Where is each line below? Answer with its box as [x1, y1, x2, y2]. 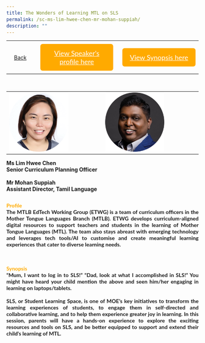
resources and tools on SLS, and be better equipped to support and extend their [6, 323, 199, 331]
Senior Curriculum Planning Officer [6, 166, 98, 174]
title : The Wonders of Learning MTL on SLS [6, 10, 119, 16]
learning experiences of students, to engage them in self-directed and [6, 304, 199, 311]
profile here [59, 57, 95, 67]
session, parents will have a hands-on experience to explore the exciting [6, 317, 199, 324]
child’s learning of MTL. [6, 330, 62, 337]
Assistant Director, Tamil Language [6, 185, 98, 193]
